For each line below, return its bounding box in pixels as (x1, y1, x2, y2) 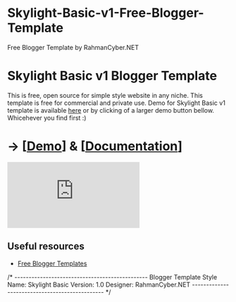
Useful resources (7, 241, 85, 253)
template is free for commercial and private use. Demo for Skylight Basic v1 (7, 99, 225, 107)
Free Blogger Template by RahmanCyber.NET (7, 43, 139, 51)
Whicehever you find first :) (7, 113, 87, 122)
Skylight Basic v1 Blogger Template (7, 68, 217, 84)
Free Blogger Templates (17, 259, 87, 268)
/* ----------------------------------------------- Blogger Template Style (7, 272, 218, 281)
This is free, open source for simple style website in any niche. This (7, 91, 203, 99)
